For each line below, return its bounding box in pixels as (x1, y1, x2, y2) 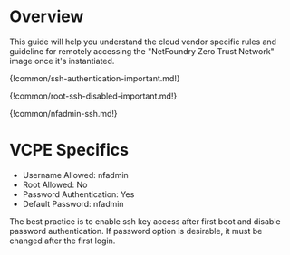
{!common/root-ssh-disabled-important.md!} (9, 90, 178, 101)
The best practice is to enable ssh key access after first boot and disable (9, 215, 281, 227)
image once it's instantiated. (9, 55, 115, 66)
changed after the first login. (9, 235, 116, 246)
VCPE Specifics (9, 140, 130, 160)
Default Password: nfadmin (22, 198, 124, 209)
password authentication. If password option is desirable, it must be (9, 225, 263, 236)
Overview (9, 6, 84, 27)
